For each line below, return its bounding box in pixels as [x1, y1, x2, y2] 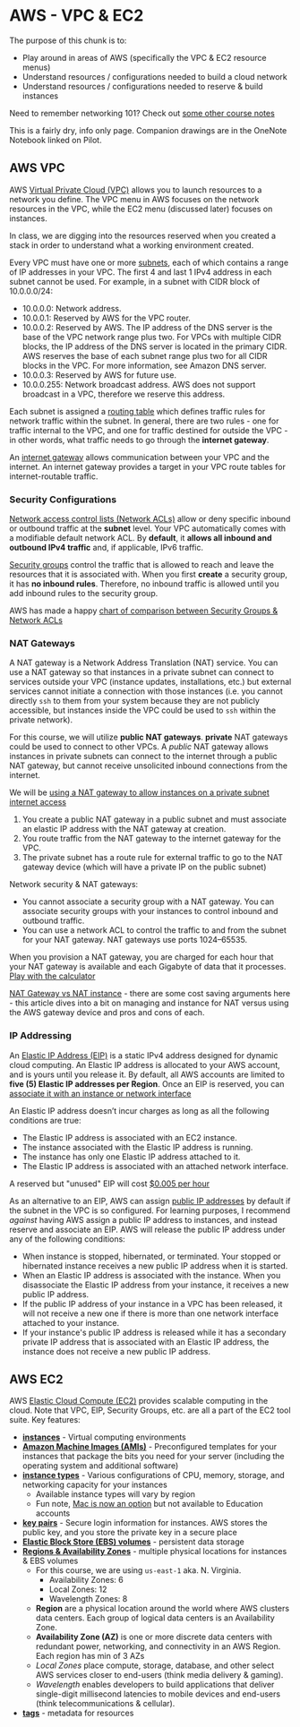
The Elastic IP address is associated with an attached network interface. [21, 1160, 289, 1171]
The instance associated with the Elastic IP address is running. [21, 1141, 253, 1152]
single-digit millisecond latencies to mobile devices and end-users [35, 1689, 280, 1699]
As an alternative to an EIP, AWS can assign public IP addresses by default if [9, 1195, 291, 1206]
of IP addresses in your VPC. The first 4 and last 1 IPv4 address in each [9, 266, 272, 278]
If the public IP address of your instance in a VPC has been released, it [21, 1298, 283, 1309]
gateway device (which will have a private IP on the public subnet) [21, 861, 267, 873]
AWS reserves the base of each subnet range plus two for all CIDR [21, 350, 268, 361]
